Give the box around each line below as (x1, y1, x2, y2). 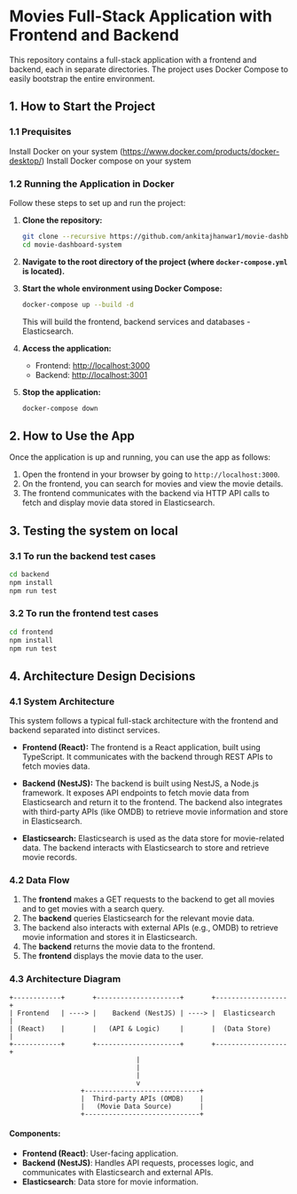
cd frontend (9, 628, 53, 637)
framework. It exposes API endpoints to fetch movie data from (21, 787, 250, 798)
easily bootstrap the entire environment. (9, 73, 155, 83)
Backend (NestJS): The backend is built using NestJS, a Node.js (21, 779, 260, 789)
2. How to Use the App (9, 428, 136, 443)
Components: (9, 1128, 61, 1139)
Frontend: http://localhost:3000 (35, 360, 151, 370)
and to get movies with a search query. (21, 904, 165, 914)
